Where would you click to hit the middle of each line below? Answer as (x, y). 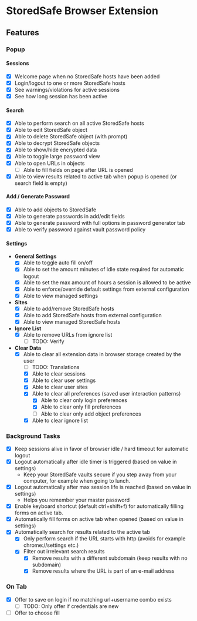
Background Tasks (33, 436)
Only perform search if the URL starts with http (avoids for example (104, 539)
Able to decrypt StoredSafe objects (57, 143)
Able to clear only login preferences (84, 400)
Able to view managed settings (61, 295)
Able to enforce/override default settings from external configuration (106, 289)
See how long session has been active (61, 96)
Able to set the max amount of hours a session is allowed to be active (107, 282)
